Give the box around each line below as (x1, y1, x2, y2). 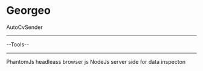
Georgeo (6, 4, 51, 17)
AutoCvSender (6, 23, 43, 31)
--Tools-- (6, 40, 30, 48)
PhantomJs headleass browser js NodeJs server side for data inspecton (6, 58, 186, 65)
